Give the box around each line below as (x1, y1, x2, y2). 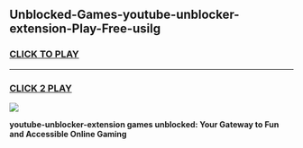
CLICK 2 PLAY (9, 82, 72, 94)
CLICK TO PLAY (9, 48, 79, 61)
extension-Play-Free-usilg (9, 22, 161, 37)
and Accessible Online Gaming (9, 128, 127, 139)
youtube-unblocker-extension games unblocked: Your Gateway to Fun (9, 118, 280, 129)
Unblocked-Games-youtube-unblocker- (9, 7, 240, 22)
